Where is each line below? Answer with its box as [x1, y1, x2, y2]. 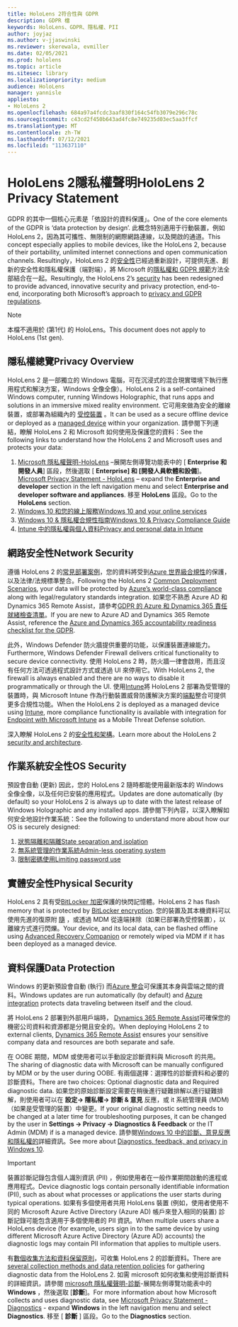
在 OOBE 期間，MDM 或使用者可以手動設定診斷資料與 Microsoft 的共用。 [7, 1053, 220, 1061]
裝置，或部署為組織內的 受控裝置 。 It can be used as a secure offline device [7, 410, 229, 418]
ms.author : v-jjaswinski [7, 37, 81, 44]
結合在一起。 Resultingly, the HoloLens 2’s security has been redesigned [13, 274, 224, 283]
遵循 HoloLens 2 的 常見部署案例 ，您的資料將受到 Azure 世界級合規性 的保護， [7, 567, 231, 576]
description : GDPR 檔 [7, 17, 70, 24]
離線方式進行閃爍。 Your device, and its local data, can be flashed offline [7, 924, 218, 932]
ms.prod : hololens [7, 57, 62, 64]
